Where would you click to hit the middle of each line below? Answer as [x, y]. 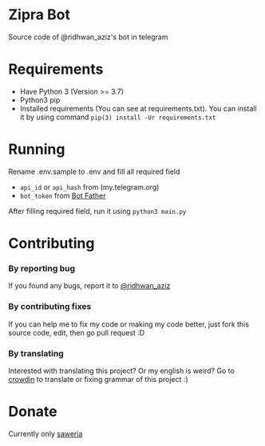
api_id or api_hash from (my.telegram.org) [89, 187]
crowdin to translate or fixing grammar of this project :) [99, 379]
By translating [36, 353]
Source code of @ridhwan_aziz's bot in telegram [88, 37]
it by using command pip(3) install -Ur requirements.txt [118, 117]
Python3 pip [40, 100]
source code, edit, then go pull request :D [77, 332]
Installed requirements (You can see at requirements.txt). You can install [138, 108]
